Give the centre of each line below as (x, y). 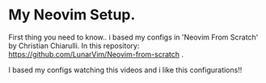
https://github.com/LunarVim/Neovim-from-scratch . (96, 54)
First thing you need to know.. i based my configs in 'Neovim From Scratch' (133, 37)
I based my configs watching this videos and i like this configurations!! (125, 69)
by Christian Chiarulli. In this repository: (74, 45)
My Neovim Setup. (72, 15)
